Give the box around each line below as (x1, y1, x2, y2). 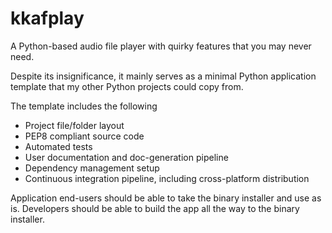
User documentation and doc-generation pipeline (24, 151, 229, 163)
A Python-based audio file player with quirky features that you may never (10, 40, 312, 52)
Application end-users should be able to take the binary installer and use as (10, 192, 322, 204)
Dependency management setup (24, 162, 160, 174)
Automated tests (24, 140, 93, 152)
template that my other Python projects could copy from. (10, 80, 244, 92)
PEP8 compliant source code (24, 130, 145, 142)
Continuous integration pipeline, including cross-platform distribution (24, 172, 310, 184)
